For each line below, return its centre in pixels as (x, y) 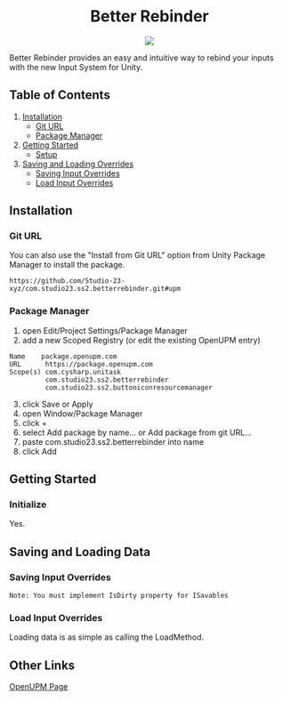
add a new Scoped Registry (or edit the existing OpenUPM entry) (141, 340)
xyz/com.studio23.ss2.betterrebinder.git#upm (95, 289)
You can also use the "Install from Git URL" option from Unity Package (137, 255)
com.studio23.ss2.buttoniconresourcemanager (129, 387)
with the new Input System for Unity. (76, 67)
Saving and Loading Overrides (78, 164)
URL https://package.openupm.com (81, 364)
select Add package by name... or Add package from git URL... (137, 432)
